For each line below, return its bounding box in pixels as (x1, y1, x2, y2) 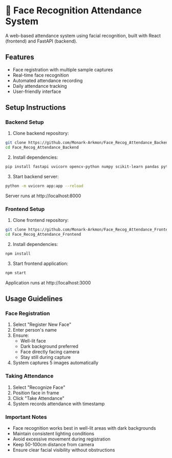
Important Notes (5, 413, 47, 421)
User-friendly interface (12, 88, 61, 94)
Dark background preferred (20, 343, 78, 350)
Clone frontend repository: (12, 217, 69, 223)
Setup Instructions (5, 103, 66, 112)
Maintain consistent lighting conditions (12, 431, 95, 437)
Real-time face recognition (12, 72, 69, 78)
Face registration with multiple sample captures (12, 66, 113, 72)
